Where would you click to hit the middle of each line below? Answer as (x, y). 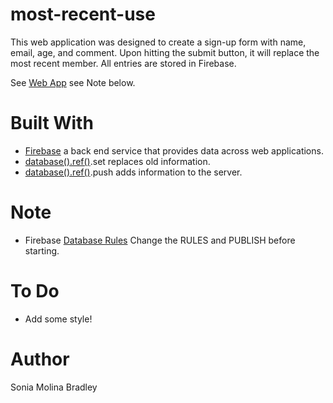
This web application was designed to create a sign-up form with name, (158, 42)
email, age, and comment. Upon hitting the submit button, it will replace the (165, 52)
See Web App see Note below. (73, 82)
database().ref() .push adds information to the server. (133, 172)
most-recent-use (83, 14)
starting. (42, 250)
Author (40, 359)
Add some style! (58, 319)
